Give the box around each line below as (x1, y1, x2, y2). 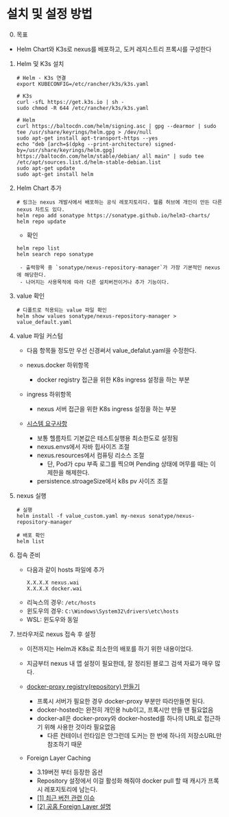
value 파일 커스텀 (16, 331, 63, 340)
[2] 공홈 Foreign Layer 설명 (36, 802, 111, 810)
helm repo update (16, 218, 67, 225)
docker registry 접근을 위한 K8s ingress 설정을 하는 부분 (36, 375, 190, 384)
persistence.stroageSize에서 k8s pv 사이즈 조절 (36, 477, 169, 485)
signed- (154, 140, 177, 148)
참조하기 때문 (47, 740, 83, 748)
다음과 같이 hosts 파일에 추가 (26, 565, 105, 574)
